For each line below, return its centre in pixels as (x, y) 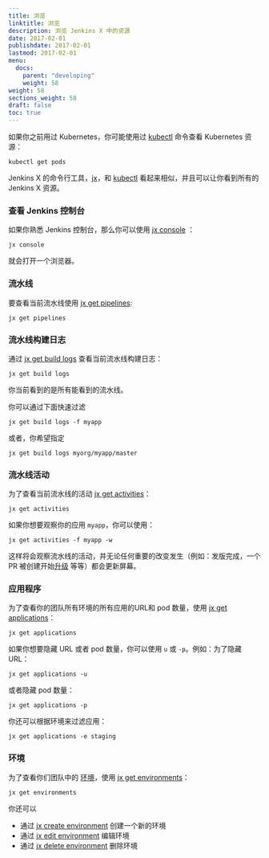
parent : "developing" (58, 76)
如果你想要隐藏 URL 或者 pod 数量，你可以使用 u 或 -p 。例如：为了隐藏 (125, 649)
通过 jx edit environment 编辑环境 (74, 836)
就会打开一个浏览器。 (43, 261)
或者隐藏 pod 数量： (41, 690)
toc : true (25, 113)
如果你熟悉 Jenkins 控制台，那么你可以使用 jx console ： (101, 230)
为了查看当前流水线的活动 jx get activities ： (80, 494)
